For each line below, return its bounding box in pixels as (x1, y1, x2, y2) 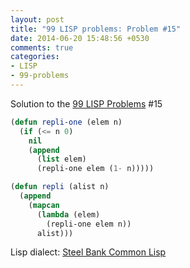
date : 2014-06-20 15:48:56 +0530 (10, 33, 150, 43)
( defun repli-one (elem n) (10, 117, 123, 127)
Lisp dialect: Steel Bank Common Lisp (10, 246, 167, 258)
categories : (10, 52, 60, 62)
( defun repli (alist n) (10, 182, 110, 192)
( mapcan (28, 200, 60, 210)
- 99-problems (10, 71, 70, 81)
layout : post (10, 14, 65, 25)
